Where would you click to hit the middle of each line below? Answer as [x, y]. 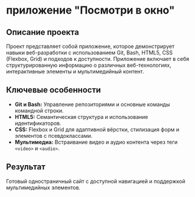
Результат [26, 167]
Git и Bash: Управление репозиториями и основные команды [92, 104]
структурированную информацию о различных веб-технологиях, [89, 65]
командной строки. [39, 111]
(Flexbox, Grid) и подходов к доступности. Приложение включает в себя [97, 59]
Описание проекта [43, 32]
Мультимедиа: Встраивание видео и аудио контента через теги [96, 142]
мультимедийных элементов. [43, 188]
